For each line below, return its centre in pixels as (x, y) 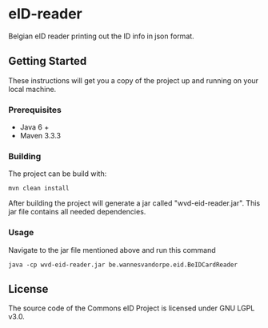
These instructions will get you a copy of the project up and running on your (133, 80)
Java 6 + (34, 127)
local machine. (32, 89)
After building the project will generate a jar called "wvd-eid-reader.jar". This (134, 203)
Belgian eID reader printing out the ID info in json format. (101, 36)
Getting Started (48, 61)
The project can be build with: (58, 174)
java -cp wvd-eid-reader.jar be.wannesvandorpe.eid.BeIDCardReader (123, 265)
